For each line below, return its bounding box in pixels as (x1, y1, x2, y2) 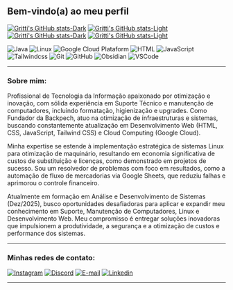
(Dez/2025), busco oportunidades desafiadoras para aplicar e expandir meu (7, 200, 225, 208)
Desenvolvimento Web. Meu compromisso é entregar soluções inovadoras (7, 214, 221, 223)
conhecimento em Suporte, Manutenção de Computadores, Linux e (7, 207, 200, 216)
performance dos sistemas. (7, 229, 85, 238)
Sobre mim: (7, 76, 47, 85)
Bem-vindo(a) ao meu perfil (7, 6, 130, 17)
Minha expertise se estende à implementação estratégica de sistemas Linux (7, 142, 224, 151)
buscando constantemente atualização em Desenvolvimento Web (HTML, (7, 121, 218, 130)
